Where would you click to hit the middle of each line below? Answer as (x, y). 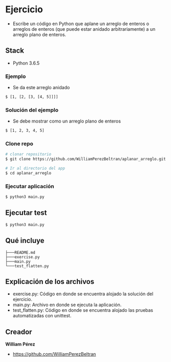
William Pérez (20, 344)
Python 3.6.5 (26, 63)
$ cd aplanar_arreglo (28, 173)
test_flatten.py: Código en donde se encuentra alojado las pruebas (83, 310)
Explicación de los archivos (50, 281)
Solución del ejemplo (32, 110)
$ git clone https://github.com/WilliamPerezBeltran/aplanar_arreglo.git (86, 159)
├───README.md (20, 252)
